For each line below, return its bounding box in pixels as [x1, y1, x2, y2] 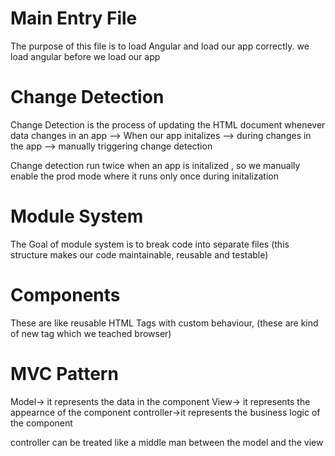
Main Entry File [10, 7, 138, 30]
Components [10, 284, 121, 306]
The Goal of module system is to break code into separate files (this [10, 238, 290, 250]
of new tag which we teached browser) [10, 327, 172, 339]
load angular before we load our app [10, 50, 161, 62]
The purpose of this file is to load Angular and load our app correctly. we [10, 40, 310, 52]
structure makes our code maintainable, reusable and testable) [10, 248, 269, 261]
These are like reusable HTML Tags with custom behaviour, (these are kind [10, 317, 319, 329]
